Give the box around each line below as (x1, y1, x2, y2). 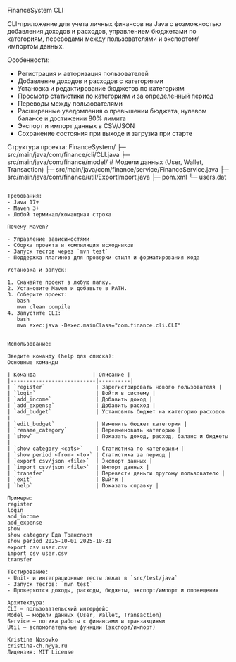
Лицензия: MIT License (7, 649, 74, 656)
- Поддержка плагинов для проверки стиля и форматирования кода (7, 254, 200, 261)
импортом (7, 42, 39, 50)
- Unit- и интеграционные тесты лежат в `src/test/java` (7, 575, 178, 582)
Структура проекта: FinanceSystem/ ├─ (7, 143, 127, 151)
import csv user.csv (7, 550, 68, 557)
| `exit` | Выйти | (7, 476, 125, 483)
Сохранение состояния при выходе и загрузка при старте (17, 130, 192, 137)
